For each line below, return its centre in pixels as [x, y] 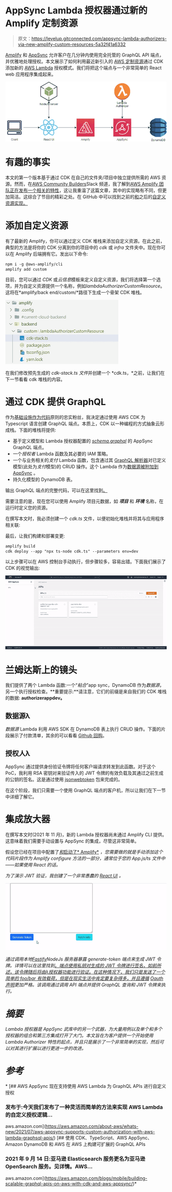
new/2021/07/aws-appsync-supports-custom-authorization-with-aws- [80, 1132]
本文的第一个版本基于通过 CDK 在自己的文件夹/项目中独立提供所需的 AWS [83, 177]
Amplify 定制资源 [41, 23]
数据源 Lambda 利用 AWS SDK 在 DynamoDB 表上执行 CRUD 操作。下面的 [83, 729]
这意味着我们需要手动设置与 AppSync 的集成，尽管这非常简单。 [72, 841]
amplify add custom [26, 269]
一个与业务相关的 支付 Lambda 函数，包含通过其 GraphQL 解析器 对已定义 [89, 460]
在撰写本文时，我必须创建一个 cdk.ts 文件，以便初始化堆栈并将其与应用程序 [85, 518]
